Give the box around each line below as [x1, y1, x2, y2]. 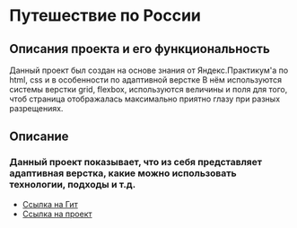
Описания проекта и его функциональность [9, 41, 271, 57]
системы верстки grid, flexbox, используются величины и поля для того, [9, 84, 288, 94]
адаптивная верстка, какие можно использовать [9, 167, 237, 180]
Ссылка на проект [22, 208, 92, 219]
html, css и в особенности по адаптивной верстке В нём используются [9, 75, 283, 85]
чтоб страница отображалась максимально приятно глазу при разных [9, 93, 281, 104]
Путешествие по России [9, 5, 202, 26]
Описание [9, 129, 69, 145]
